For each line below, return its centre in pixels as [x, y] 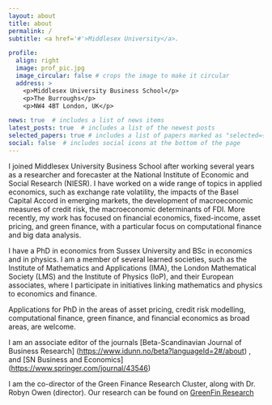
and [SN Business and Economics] [66, 359]
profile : [23, 53]
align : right [38, 61]
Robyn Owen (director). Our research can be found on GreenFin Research [131, 392]
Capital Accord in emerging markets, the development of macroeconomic [131, 200]
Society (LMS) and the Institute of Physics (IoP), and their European [121, 276]
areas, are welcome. [42, 326]
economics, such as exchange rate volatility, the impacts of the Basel [123, 192]
